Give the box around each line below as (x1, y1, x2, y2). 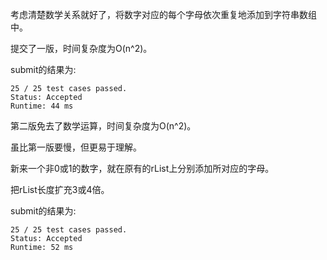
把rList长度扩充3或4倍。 (10, 184, 110, 195)
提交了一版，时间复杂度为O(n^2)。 (10, 43, 153, 54)
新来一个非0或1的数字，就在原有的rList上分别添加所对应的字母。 (10, 163, 275, 174)
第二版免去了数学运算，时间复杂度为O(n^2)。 (10, 120, 197, 132)
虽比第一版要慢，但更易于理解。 (10, 141, 142, 153)
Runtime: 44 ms (10, 101, 74, 111)
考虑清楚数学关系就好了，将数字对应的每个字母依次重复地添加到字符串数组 (10, 9, 317, 20)
